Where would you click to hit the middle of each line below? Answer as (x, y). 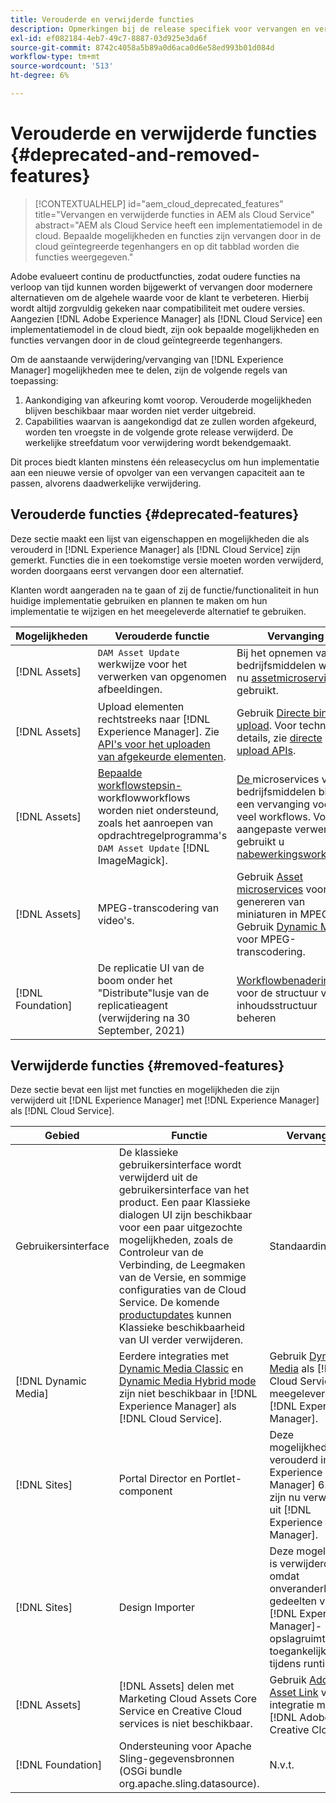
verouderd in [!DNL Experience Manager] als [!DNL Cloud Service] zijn (155, 549)
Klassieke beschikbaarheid (182, 1328)
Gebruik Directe (273, 713)
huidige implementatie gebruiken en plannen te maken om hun (139, 600)
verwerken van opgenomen (162, 676)
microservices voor (282, 889)
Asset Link (294, 1693)
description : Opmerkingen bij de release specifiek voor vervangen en (160, 29)
